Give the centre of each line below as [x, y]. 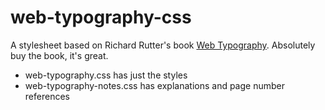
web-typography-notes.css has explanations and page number [154, 85]
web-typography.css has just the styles [106, 75]
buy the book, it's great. [59, 55]
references [47, 96]
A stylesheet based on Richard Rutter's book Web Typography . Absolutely [163, 45]
